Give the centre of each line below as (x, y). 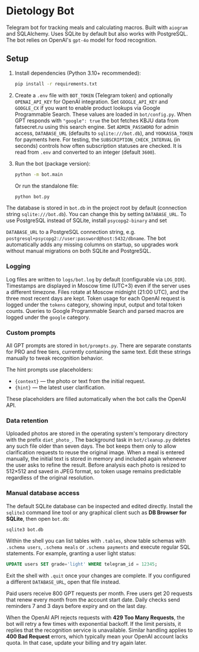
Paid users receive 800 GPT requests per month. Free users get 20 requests (99, 594)
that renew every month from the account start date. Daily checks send (93, 600)
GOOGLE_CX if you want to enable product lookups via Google (87, 107)
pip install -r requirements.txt (56, 84)
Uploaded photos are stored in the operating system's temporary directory (97, 433)
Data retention (27, 420)
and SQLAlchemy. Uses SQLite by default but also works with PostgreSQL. (97, 33)
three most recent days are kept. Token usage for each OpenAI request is (96, 298)
